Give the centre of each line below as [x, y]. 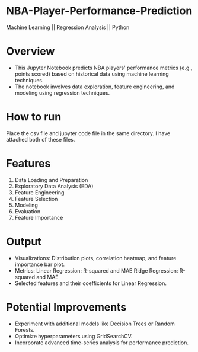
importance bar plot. [40, 264]
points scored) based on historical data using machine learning [92, 74]
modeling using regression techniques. [62, 92]
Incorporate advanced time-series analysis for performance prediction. [101, 343]
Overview [31, 51]
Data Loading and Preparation [51, 180]
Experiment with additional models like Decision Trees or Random [95, 324]
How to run [34, 117]
